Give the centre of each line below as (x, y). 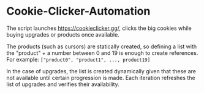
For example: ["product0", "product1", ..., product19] (78, 59)
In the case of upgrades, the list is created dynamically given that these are (101, 71)
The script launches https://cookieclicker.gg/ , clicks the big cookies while (99, 28)
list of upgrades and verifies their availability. (63, 84)
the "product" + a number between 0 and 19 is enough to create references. (102, 52)
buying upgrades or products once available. (63, 34)
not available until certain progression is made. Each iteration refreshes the (101, 78)
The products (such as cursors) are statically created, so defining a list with (102, 46)
